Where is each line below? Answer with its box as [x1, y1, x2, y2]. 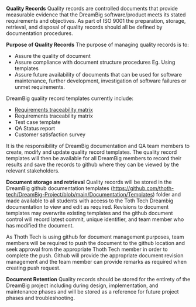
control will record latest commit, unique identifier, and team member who [6, 216, 184, 223]
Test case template [14, 119, 61, 125]
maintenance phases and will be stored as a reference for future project [6, 288, 179, 295]
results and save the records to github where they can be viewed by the [6, 161, 180, 168]
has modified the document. [6, 222, 74, 229]
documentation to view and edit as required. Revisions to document [6, 203, 169, 210]
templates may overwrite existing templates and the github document [6, 210, 173, 216]
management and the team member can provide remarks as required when [6, 258, 187, 265]
